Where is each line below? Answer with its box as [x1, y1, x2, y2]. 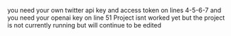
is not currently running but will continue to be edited [7, 21, 162, 29]
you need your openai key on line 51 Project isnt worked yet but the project [7, 13, 225, 22]
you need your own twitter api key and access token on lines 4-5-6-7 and [7, 6, 222, 14]
